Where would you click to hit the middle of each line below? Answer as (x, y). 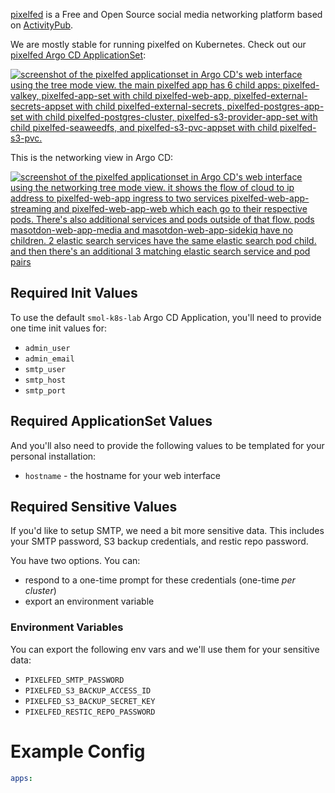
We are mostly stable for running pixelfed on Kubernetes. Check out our (158, 44)
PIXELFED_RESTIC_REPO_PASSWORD (90, 712)
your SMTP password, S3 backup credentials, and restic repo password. (159, 541)
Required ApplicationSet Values (111, 421)
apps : (21, 778)
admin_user (47, 348)
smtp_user (45, 369)
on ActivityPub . (42, 25)
